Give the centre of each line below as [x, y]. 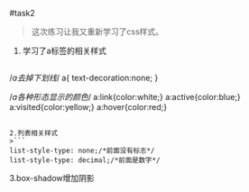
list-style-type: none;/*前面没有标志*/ [82, 151]
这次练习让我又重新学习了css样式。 [97, 32]
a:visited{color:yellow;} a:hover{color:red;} [88, 107]
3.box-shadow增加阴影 [52, 178]
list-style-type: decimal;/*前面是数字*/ [85, 160]
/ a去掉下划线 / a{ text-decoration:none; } [84, 78]
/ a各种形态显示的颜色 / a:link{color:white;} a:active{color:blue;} [125, 97]
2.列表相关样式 [34, 133]
